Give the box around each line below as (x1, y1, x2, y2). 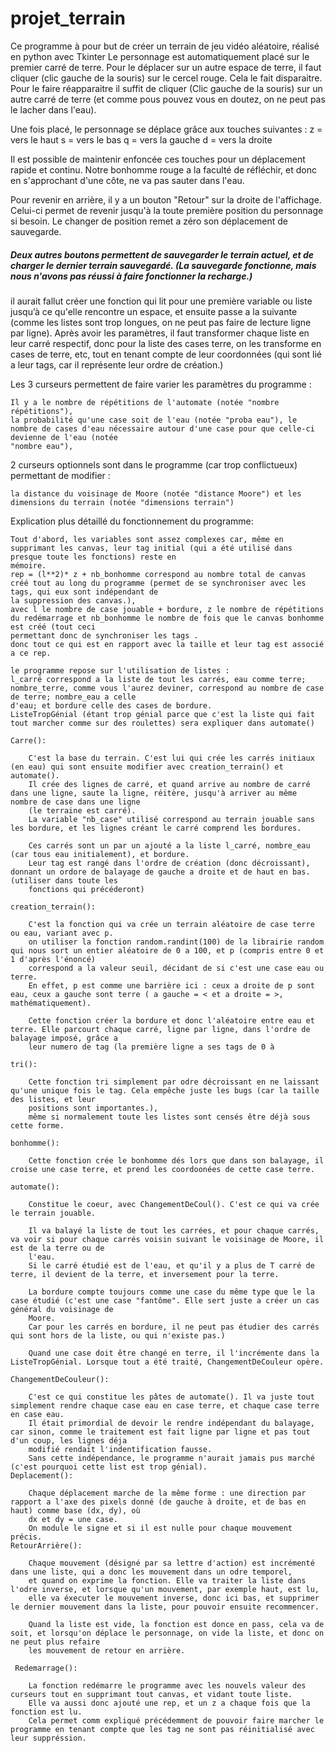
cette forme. (10, 1120, 65, 1131)
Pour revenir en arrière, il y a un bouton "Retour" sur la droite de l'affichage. (10, 193, 322, 206)
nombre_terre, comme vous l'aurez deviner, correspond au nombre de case (10, 683, 325, 693)
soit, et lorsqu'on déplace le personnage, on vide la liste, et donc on (10, 1628, 325, 1638)
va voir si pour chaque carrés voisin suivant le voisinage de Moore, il (10, 1234, 325, 1244)
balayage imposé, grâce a (10, 1033, 118, 1043)
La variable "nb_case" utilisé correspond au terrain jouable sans (28, 814, 315, 824)
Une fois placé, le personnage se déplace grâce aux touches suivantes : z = (10, 123, 323, 135)
